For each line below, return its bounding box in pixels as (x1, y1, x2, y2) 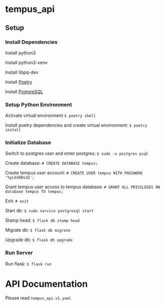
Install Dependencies (5, 39, 58, 46)
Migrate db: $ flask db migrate (5, 227, 71, 233)
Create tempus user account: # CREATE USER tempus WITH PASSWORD (5, 170, 142, 176)
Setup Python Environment (5, 101, 72, 108)
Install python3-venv (5, 59, 48, 66)
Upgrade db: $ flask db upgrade (5, 237, 73, 243)
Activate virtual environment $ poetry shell (5, 113, 96, 119)
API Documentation (5, 278, 88, 289)
